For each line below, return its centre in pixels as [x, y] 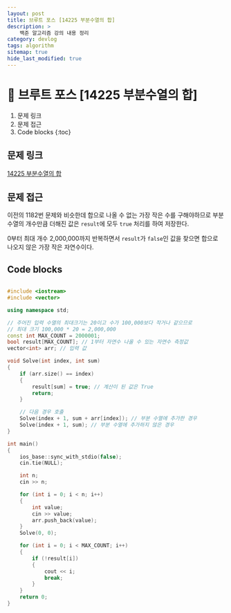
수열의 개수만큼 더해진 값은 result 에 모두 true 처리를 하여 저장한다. [98, 224]
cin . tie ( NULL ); [41, 463]
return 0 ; [34, 597]
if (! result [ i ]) [55, 558]
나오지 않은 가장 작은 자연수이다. [51, 247]
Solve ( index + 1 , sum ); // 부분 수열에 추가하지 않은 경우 [97, 425]
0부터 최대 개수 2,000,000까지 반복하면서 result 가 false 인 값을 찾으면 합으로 [113, 239]
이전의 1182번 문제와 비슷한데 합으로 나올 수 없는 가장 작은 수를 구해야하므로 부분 [115, 215]
